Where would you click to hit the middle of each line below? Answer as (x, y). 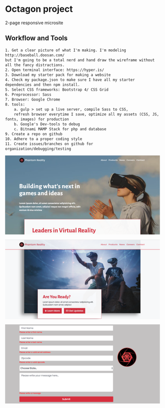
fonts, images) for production (37, 119)
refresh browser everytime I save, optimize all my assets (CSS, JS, (87, 114)
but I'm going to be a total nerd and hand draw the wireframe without (80, 60)
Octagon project (39, 9)
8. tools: (15, 104)
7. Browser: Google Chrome (33, 100)
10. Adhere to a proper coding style (44, 139)
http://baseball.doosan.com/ (35, 55)
